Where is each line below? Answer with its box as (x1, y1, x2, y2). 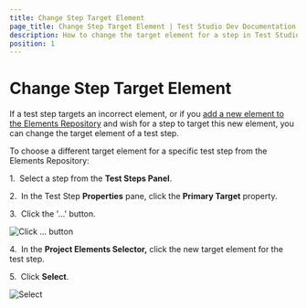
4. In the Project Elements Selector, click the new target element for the (9, 244, 283, 255)
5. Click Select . (9, 271, 69, 282)
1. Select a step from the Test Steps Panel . (9, 173, 173, 184)
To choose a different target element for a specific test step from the (9, 145, 268, 156)
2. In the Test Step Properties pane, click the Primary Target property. (9, 191, 278, 202)
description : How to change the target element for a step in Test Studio (9, 30, 301, 39)
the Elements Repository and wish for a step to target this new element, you (9, 118, 294, 129)
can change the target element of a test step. (9, 128, 180, 139)
